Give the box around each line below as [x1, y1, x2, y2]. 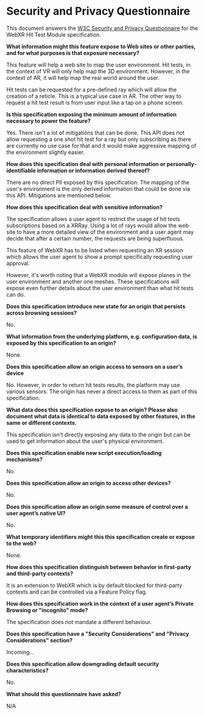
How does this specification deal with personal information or [6, 160, 166, 167]
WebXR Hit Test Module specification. [6, 31, 102, 38]
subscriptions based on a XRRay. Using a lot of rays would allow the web [6, 222, 189, 229]
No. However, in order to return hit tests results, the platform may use [6, 381, 180, 388]
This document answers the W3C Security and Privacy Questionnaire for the [6, 24, 199, 32]
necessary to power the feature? [6, 117, 91, 125]
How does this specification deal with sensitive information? [6, 203, 163, 211]
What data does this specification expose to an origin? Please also [6, 406, 178, 413]
